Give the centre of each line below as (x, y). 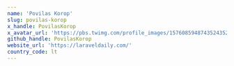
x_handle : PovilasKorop (42, 26)
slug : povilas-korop (37, 20)
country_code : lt (32, 52)
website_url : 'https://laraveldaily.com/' (70, 45)
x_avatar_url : (28, 33)
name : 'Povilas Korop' (40, 13)
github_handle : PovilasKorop (49, 39)
